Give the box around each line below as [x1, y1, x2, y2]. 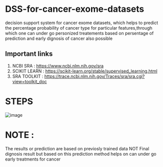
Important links [5, 50, 53, 58]
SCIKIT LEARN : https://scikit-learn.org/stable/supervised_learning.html [12, 68, 158, 74]
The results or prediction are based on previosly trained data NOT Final [5, 145, 149, 151]
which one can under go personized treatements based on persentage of [5, 30, 154, 36]
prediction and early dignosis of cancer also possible [5, 35, 113, 41]
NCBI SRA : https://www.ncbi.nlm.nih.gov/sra [12, 63, 104, 68]
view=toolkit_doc [12, 78, 47, 84]
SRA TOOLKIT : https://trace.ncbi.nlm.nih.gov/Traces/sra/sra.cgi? [12, 73, 145, 79]
